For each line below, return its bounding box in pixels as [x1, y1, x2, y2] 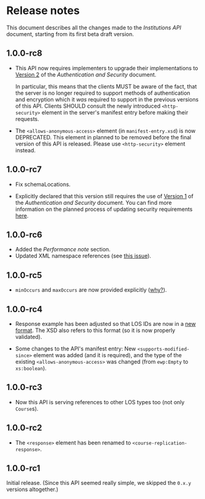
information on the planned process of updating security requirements [15, 205, 193, 213]
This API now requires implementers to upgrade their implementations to [15, 64, 199, 72]
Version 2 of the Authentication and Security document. [15, 71, 157, 78]
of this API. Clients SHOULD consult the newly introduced [15, 102, 161, 109]
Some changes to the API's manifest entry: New [15, 345, 136, 352]
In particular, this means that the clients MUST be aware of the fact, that [15, 83, 197, 90]
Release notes [6, 4, 80, 18]
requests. [15, 115, 40, 122]
